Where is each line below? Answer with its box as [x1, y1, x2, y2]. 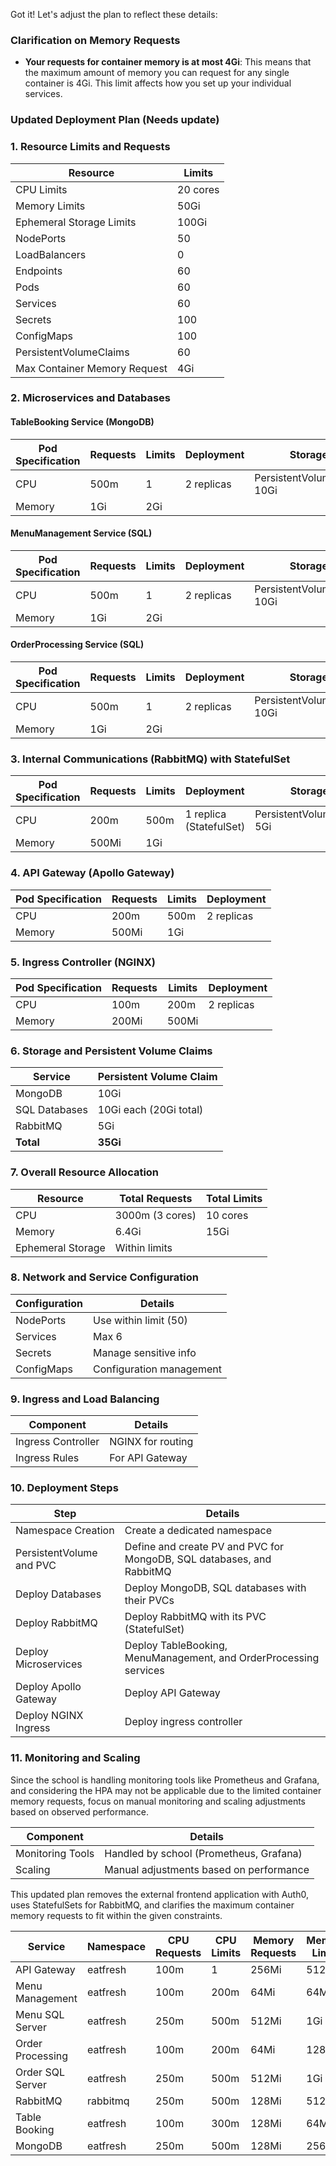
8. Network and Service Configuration [10, 1270, 199, 1284]
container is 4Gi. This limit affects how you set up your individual [24, 77, 292, 89]
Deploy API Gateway [124, 1686, 221, 1700]
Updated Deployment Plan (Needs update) [10, 113, 220, 127]
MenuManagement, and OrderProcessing [124, 1651, 320, 1665]
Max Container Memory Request [15, 361, 168, 375]
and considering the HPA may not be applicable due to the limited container [10, 1784, 322, 1796]
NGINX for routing [109, 1435, 194, 1449]
